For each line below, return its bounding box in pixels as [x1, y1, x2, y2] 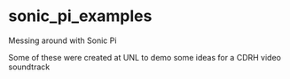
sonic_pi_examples [8, 6, 153, 26]
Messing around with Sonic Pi [8, 35, 117, 46]
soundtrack [8, 61, 51, 72]
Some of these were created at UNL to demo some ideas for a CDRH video [8, 52, 281, 62]
